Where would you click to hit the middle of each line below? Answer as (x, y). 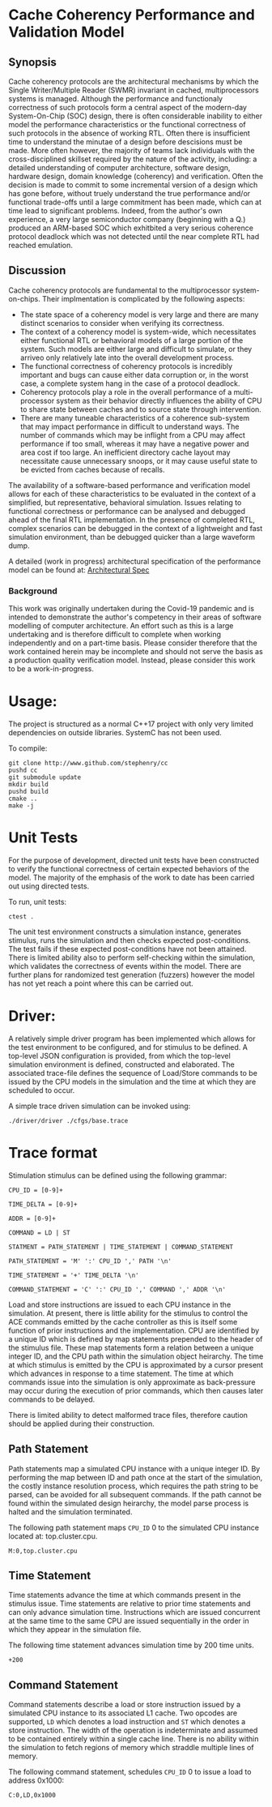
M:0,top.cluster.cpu (43, 1551)
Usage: (33, 702)
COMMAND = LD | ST (39, 1233)
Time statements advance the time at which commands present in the (125, 1595)
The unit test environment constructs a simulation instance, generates (125, 931)
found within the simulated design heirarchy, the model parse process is (129, 1503)
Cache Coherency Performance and (132, 15)
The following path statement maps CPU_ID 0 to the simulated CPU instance (134, 1527)
